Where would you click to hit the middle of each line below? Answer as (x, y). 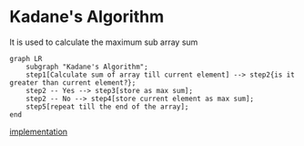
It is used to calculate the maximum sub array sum (104, 42)
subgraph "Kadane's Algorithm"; (87, 67)
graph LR (26, 58)
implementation (39, 131)
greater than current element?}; (73, 83)
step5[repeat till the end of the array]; (107, 107)
